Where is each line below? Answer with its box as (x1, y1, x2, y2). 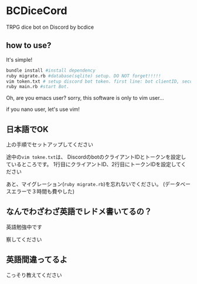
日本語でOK (6, 124, 49, 134)
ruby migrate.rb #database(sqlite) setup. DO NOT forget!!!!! (6, 73, 161, 79)
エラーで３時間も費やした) (11, 188, 75, 195)
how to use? (6, 40, 52, 50)
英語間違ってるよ (6, 255, 67, 265)
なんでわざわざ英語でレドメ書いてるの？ (6, 207, 152, 217)
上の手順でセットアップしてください (6, 141, 94, 148)
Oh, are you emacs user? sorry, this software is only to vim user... (6, 94, 164, 102)
